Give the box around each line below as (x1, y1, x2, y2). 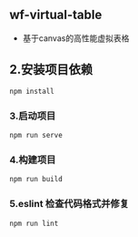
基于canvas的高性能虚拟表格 (22, 32, 130, 44)
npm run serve (9, 130, 64, 139)
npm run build (9, 175, 64, 184)
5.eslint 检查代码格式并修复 (9, 198, 130, 211)
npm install (9, 87, 54, 96)
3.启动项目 (9, 109, 56, 122)
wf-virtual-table (9, 7, 103, 23)
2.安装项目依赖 (9, 62, 94, 77)
